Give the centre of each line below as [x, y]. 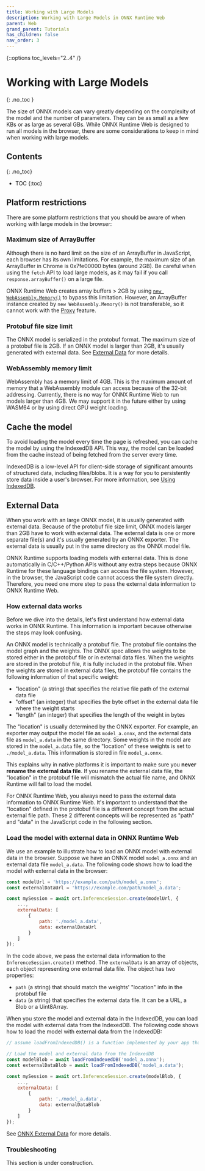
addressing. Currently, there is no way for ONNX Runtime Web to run [93, 395]
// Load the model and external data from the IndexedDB [80, 1054]
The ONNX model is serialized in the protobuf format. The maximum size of [101, 340]
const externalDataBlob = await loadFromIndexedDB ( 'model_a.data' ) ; [95, 1065]
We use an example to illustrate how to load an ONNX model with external [99, 851]
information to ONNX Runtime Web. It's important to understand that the [97, 802]
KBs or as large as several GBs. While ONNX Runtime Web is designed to [98, 124]
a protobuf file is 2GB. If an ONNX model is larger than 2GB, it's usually [95, 346]
